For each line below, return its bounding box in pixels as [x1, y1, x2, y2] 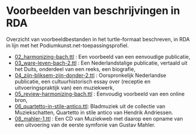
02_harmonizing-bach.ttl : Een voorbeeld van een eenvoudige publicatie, [14, 53, 191, 60]
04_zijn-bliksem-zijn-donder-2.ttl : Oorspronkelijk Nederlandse [14, 72, 167, 79]
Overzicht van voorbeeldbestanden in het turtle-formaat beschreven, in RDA [6, 36, 190, 43]
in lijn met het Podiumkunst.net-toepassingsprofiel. [6, 42, 129, 49]
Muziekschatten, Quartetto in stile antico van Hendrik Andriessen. [14, 109, 174, 116]
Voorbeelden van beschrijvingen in [6, 4, 180, 17]
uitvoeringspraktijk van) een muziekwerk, [14, 84, 115, 91]
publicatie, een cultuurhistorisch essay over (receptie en [14, 77, 151, 85]
